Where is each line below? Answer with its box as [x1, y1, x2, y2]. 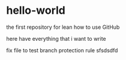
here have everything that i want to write [6, 35, 106, 42]
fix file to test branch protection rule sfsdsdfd [6, 46, 118, 54]
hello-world [6, 4, 66, 17]
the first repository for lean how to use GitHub [6, 23, 120, 31]
